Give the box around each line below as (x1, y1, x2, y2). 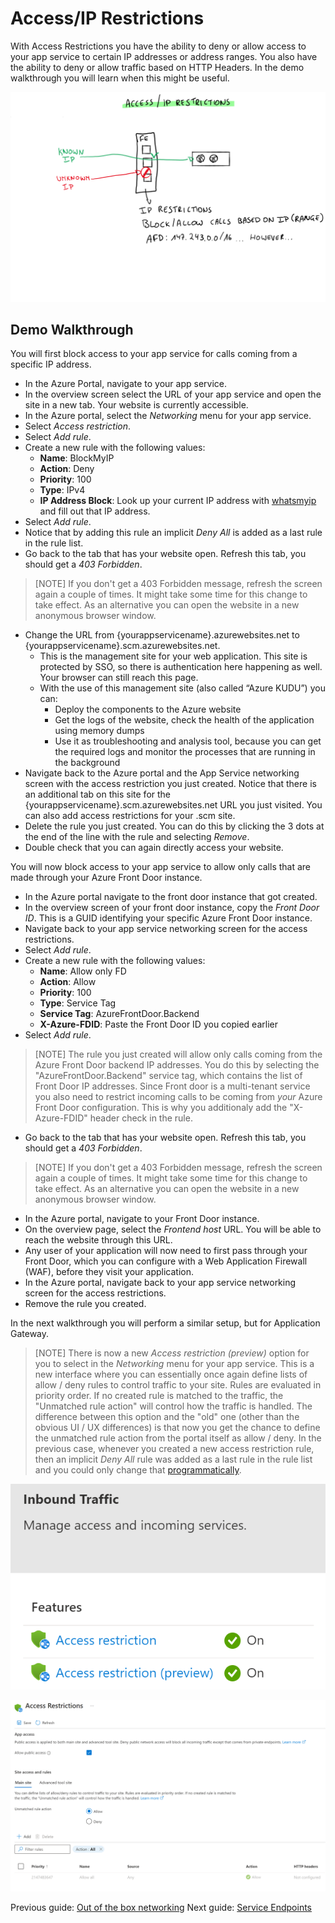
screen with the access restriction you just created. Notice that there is (24, 778, 317, 790)
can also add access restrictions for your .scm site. (24, 810, 236, 822)
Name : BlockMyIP (39, 452, 115, 464)
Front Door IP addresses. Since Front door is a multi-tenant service (34, 1080, 311, 1092)
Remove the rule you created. (24, 1298, 147, 1310)
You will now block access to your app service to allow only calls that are (10, 861, 312, 873)
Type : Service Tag (39, 997, 117, 1009)
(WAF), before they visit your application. (24, 1266, 194, 1278)
